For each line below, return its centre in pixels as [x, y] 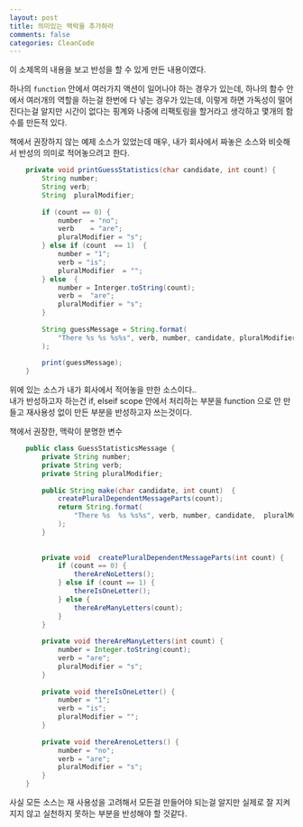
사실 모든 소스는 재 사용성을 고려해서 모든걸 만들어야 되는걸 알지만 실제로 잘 [142, 802]
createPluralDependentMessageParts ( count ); [140, 499]
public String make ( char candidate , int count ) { [139, 491]
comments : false [40, 34]
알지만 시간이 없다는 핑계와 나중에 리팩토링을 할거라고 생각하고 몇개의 [162, 111]
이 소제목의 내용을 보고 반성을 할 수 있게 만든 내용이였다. [108, 69]
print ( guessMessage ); [83, 363]
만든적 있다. [46, 123]
